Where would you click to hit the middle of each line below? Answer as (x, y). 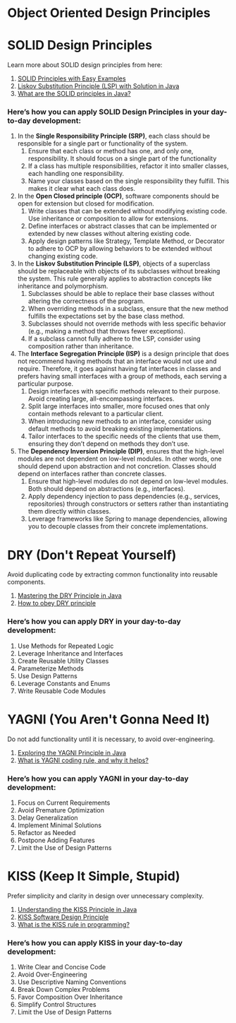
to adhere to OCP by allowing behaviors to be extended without (120, 249)
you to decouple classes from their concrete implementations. (118, 526)
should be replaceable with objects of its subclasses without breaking (119, 271)
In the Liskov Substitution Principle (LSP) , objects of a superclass (114, 264)
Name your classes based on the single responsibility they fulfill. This (129, 181)
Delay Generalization (48, 817)
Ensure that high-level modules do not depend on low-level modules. (128, 481)
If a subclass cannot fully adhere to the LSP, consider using (114, 339)
